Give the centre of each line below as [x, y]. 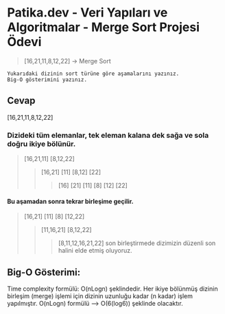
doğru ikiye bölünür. [42, 144]
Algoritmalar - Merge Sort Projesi [104, 27]
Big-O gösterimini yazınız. [47, 80]
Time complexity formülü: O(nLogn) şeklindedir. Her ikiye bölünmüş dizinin [113, 289]
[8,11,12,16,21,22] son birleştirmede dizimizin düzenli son [137, 243]
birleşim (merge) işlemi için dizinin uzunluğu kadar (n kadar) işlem [100, 296]
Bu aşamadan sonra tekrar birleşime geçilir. [70, 201]
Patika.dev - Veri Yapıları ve [87, 13]
